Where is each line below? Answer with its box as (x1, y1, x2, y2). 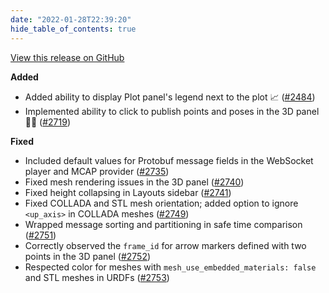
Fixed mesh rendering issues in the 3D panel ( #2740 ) (24, 176, 245, 188)
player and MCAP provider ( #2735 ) (24, 165, 170, 177)
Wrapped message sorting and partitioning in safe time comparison (24, 218, 303, 230)
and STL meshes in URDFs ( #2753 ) (24, 271, 170, 283)
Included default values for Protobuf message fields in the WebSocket (24, 154, 314, 166)
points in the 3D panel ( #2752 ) (24, 250, 152, 262)
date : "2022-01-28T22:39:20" (10, 14, 132, 25)
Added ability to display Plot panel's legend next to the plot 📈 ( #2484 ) (24, 91, 316, 103)
